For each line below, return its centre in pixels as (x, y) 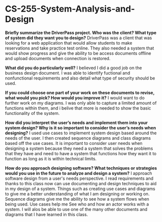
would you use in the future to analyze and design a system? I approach (79, 173)
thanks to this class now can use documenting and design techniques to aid (81, 183)
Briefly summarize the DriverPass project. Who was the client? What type (81, 32)
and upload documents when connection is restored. (58, 58)
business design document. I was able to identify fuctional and (67, 73)
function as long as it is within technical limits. (51, 159)
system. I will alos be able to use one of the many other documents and (76, 209)
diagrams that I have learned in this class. (47, 214)
